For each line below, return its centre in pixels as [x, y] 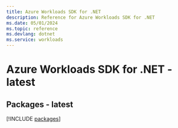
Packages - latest [40, 104]
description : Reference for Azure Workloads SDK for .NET [81, 17]
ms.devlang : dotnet [31, 34]
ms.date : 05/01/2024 [32, 23]
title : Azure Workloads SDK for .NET [54, 12]
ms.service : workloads [35, 40]
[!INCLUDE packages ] [33, 119]
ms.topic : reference [32, 29]
